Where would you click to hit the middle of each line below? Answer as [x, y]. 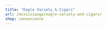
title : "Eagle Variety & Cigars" [40, 10]
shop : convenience [24, 19]
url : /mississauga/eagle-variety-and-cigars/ [54, 14]
